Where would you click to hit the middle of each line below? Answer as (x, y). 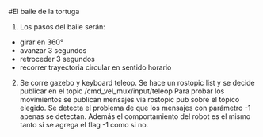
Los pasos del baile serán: (62, 27)
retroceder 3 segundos (57, 59)
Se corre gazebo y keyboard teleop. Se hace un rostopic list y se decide (137, 83)
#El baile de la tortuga (44, 11)
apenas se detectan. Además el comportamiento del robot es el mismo (135, 116)
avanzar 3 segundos (53, 50)
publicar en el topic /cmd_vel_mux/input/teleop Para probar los (122, 91)
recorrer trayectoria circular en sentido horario (95, 67)
